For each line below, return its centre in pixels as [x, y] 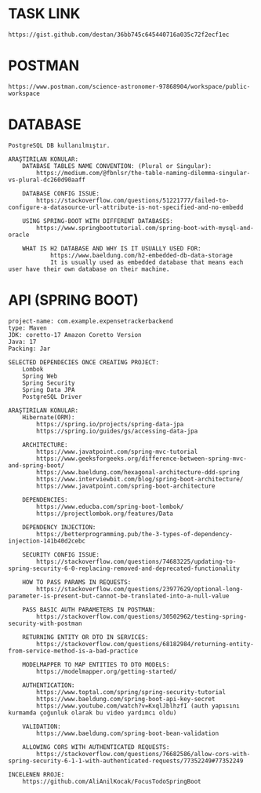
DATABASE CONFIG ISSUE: [61, 193]
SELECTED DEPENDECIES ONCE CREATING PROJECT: [83, 362]
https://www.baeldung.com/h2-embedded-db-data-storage [141, 255]
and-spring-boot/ [36, 465]
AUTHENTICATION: [49, 685]
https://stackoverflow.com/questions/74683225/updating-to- [136, 561]
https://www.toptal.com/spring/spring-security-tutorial [131, 692]
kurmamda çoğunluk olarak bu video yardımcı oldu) [92, 713]
